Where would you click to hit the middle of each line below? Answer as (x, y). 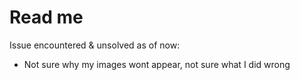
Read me (46, 17)
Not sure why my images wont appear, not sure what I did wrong (157, 64)
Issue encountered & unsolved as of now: (95, 45)
